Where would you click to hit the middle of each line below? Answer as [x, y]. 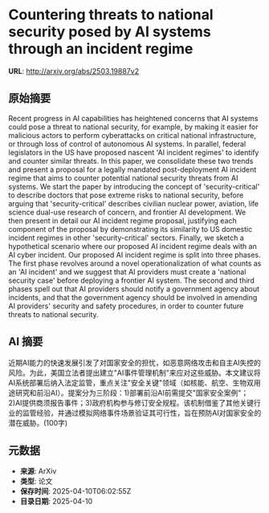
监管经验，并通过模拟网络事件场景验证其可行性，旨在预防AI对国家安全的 [142, 413]
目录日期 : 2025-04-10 [56, 501]
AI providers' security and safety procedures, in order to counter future [126, 306]
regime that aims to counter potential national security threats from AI [123, 177]
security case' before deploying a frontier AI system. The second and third [132, 280]
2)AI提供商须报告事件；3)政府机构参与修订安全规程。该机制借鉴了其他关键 [131, 402]
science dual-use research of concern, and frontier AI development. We [127, 212]
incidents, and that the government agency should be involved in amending [133, 297]
